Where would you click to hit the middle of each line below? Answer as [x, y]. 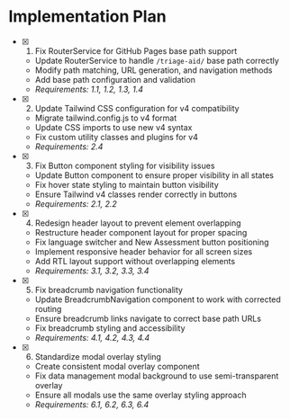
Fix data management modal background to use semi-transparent [157, 376]
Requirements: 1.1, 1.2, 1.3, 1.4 [89, 89]
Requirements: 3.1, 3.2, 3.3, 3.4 [92, 271]
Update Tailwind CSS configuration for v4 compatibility [137, 108]
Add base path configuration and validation [115, 79]
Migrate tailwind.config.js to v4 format [106, 118]
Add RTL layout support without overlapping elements [135, 261]
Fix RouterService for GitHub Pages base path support [136, 50]
